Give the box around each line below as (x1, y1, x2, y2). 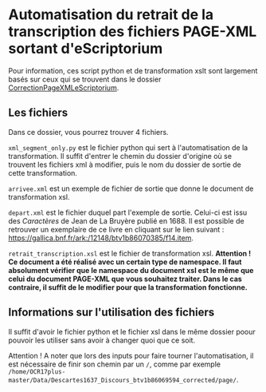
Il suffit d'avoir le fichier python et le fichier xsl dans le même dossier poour (8, 327, 256, 336)
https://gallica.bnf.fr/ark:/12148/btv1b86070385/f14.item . (8, 233, 194, 243)
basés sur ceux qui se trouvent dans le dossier (8, 74, 162, 84)
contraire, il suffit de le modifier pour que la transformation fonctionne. (8, 282, 248, 292)
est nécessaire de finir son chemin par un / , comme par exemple (8, 359, 221, 369)
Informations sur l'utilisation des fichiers (8, 306, 215, 319)
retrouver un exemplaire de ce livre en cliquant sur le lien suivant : (8, 224, 225, 234)
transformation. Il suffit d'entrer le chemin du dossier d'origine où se (8, 151, 233, 160)
